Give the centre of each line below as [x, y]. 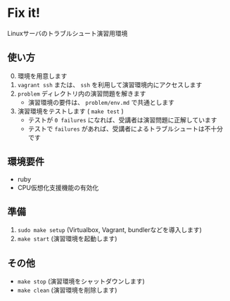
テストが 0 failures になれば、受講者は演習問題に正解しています [122, 120]
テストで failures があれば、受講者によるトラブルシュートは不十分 [126, 129]
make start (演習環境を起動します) [67, 239]
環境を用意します [42, 76]
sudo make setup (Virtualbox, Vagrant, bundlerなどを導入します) [110, 230]
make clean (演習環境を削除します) [67, 290]
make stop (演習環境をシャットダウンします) [81, 281]
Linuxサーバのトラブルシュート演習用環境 [68, 33]
